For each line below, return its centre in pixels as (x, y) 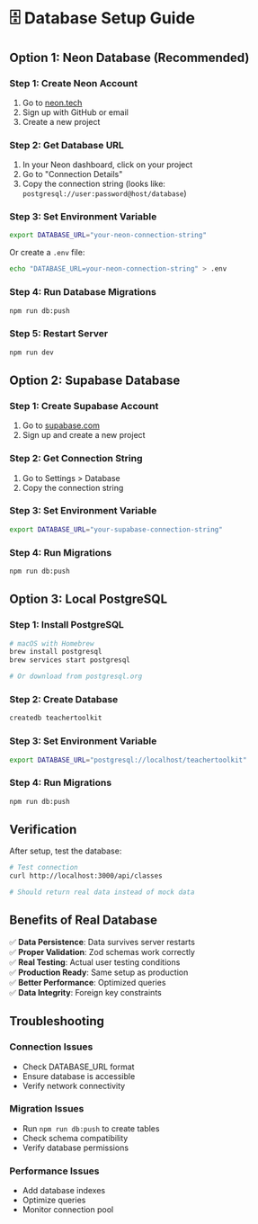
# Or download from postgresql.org (76, 676)
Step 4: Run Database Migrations (83, 292)
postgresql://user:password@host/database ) (104, 193)
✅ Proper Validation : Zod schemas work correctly (102, 952)
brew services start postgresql (70, 660)
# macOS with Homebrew (52, 643)
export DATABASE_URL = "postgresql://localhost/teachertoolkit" (128, 760)
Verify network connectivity (74, 1086)
